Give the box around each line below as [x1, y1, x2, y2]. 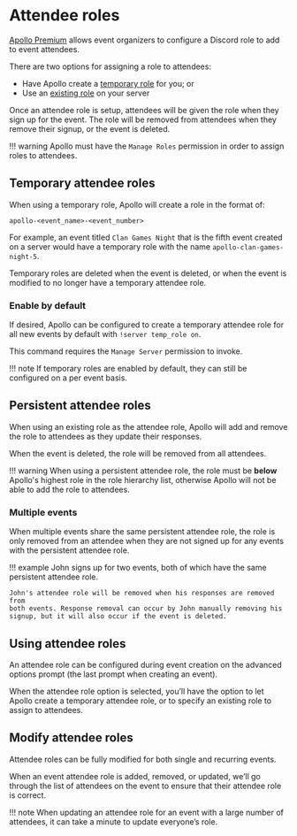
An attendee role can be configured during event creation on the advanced [9, 659, 283, 670]
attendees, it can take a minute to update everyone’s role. [9, 816, 218, 827]
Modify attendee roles [9, 731, 134, 746]
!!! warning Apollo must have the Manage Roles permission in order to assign [9, 141, 285, 151]
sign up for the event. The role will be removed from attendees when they [9, 114, 277, 125]
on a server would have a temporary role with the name [9, 241, 210, 252]
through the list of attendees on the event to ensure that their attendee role [9, 780, 282, 791]
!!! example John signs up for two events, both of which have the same [9, 563, 267, 573]
